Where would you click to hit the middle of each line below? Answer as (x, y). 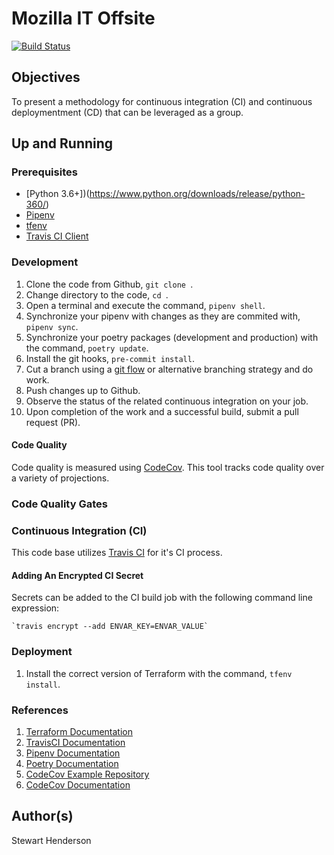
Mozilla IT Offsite (83, 18)
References (40, 710)
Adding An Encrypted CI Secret (77, 575)
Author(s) (42, 816)
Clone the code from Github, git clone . (109, 284)
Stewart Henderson (51, 840)
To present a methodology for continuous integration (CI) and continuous (162, 101)
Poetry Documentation (72, 763)
